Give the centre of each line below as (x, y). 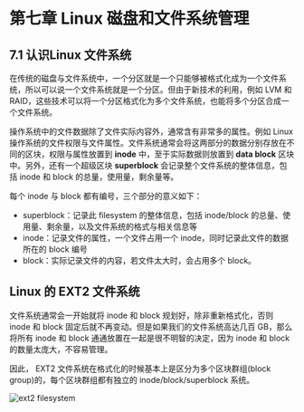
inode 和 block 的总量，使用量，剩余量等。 (99, 177)
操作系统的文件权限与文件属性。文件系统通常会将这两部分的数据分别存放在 (148, 143)
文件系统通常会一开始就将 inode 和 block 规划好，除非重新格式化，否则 (142, 315)
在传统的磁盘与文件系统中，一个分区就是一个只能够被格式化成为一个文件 (144, 78)
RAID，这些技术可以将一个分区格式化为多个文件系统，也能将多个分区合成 (146, 101)
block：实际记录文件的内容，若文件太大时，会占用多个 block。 (139, 260)
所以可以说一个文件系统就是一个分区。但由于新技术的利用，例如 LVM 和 (158, 90)
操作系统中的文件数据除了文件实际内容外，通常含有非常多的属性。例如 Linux (152, 131)
